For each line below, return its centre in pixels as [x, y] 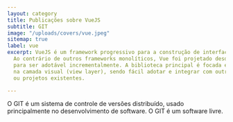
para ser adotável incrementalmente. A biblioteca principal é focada [118, 65]
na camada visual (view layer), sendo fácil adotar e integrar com [113, 71]
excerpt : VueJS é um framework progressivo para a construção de [103, 53]
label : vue [23, 46]
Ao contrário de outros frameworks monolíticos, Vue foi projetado [113, 59]
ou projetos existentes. [49, 78]
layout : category [32, 14]
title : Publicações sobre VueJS [54, 20]
